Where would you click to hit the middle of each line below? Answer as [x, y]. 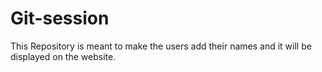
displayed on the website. [63, 56]
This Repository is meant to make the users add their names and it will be [161, 46]
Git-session [60, 18]
